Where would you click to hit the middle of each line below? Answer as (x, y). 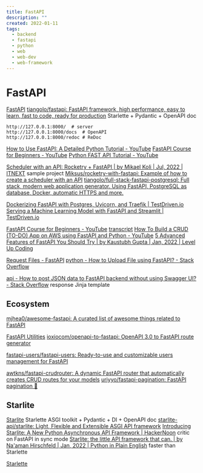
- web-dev (24, 57)
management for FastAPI (37, 361)
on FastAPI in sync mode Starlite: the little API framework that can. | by (95, 439)
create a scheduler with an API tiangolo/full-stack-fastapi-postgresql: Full (98, 180)
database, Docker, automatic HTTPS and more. (65, 193)
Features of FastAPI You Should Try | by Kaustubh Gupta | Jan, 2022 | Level (101, 242)
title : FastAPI (25, 12)
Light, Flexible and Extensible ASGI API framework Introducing (113, 426)
